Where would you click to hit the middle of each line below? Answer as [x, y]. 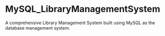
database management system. [38, 28]
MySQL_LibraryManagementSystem [83, 9]
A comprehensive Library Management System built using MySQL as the [80, 23]
